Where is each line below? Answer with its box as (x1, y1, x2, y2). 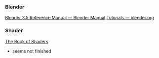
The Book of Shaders (5, 38, 48, 44)
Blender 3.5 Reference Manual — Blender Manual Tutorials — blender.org (5, 15, 155, 21)
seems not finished (12, 48, 51, 54)
